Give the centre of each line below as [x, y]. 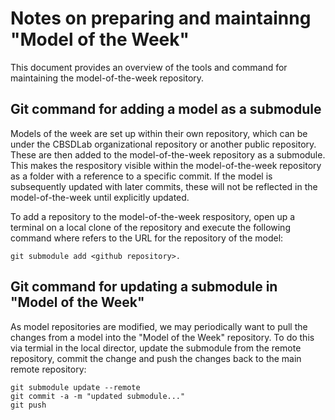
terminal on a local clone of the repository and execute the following [150, 227]
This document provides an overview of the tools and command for [149, 67]
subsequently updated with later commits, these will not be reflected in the [164, 186]
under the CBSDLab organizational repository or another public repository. [163, 144]
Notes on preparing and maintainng [161, 18]
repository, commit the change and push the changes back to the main [156, 358]
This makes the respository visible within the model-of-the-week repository [166, 165]
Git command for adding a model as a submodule [166, 109]
